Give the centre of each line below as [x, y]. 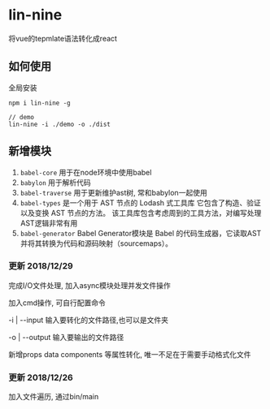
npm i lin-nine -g [39, 103]
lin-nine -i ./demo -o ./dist [60, 124]
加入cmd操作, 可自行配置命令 [57, 303]
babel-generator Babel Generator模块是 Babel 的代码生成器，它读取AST [141, 233]
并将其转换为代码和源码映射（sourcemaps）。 [96, 243]
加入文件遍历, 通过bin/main [54, 397]
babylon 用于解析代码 [55, 182]
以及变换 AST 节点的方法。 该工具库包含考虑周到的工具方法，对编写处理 [141, 213]
